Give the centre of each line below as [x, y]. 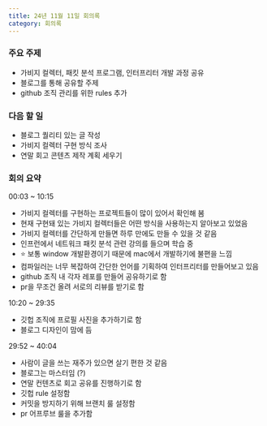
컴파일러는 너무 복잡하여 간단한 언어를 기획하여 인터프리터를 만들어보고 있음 [140, 267]
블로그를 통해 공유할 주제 [59, 83]
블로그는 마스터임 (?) [53, 373]
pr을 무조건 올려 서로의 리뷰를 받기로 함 [82, 287]
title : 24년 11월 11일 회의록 [54, 16]
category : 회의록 [35, 24]
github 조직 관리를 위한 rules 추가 [73, 93]
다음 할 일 [26, 116]
